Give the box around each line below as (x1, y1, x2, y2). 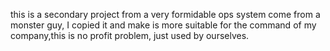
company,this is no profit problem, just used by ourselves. (10, 30, 250, 41)
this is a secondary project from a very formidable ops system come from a (10, 9, 321, 20)
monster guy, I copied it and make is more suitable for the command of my (10, 19, 317, 31)
